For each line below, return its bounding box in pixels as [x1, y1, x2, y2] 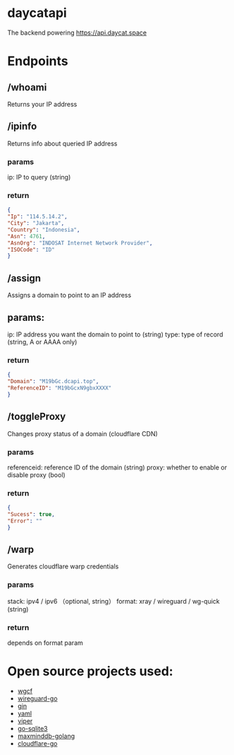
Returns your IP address [7, 100, 78, 108]
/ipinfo [7, 120, 37, 132]
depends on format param [7, 638, 83, 648]
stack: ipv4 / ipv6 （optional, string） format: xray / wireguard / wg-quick [7, 597, 220, 605]
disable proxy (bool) [7, 470, 66, 479]
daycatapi [7, 5, 67, 21]
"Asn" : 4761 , [7, 233, 46, 240]
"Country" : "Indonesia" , [7, 226, 80, 233]
